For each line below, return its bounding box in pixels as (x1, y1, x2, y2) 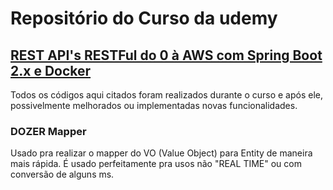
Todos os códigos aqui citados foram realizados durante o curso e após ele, (10, 89, 324, 101)
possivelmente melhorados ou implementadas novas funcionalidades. (10, 100, 298, 111)
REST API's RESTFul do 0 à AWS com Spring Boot (10, 47, 323, 64)
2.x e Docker (10, 62, 92, 79)
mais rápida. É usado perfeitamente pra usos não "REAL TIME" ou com (10, 158, 302, 170)
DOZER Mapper (10, 124, 87, 138)
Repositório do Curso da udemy (10, 7, 278, 30)
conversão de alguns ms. (10, 168, 115, 181)
